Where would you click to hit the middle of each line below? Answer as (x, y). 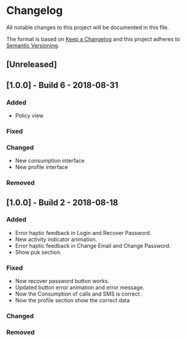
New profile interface (42, 167)
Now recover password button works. (62, 281)
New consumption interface (50, 161)
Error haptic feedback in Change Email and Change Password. (93, 245)
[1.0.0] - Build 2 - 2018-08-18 (62, 203)
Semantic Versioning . (33, 45)
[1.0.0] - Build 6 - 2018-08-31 (62, 85)
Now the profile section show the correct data (72, 300)
